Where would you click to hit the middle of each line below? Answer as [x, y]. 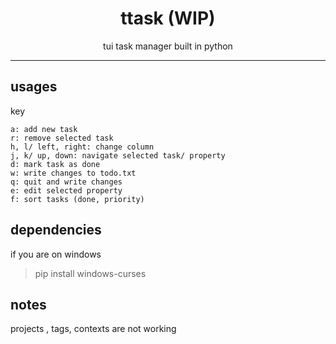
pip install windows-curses [90, 273]
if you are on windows [56, 254]
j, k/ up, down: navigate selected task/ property [118, 155]
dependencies [56, 230]
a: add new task [44, 129]
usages [34, 87]
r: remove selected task [62, 138]
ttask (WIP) [168, 18]
